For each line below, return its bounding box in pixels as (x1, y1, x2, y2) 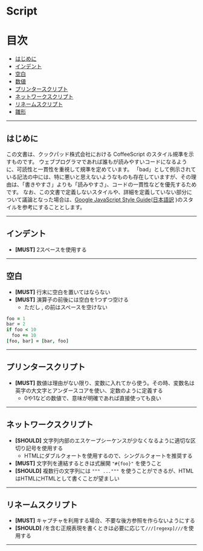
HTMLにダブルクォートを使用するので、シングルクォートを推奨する (24, 452, 193, 459)
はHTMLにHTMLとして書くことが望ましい (14, 475, 120, 482)
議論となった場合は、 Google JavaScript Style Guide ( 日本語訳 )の (22, 196, 183, 203)
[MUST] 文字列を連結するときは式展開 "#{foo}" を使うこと (14, 459, 162, 467)
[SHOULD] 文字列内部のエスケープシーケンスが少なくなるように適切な (14, 436, 191, 444)
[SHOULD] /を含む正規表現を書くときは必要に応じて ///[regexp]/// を (14, 524, 189, 532)
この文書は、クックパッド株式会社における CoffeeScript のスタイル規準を (6, 150, 189, 158)
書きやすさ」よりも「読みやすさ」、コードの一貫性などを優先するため (24, 181, 197, 188)
